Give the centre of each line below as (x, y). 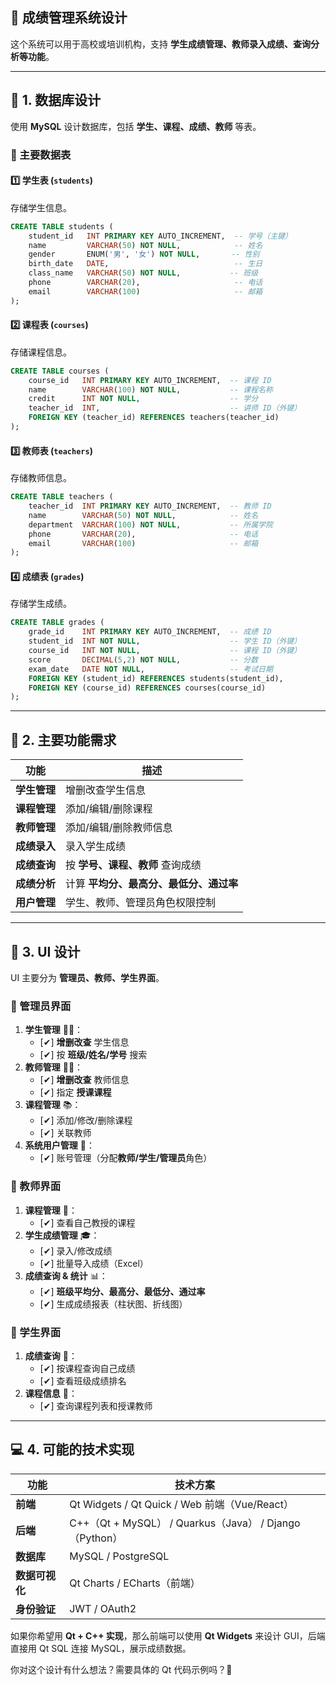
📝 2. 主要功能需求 (63, 739)
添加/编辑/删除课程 (109, 809)
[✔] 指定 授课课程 (75, 1092)
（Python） (96, 1538)
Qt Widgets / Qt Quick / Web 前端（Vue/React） (181, 1504)
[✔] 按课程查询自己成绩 (87, 1368)
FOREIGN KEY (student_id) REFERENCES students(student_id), (156, 678)
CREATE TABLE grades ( (57, 623)
